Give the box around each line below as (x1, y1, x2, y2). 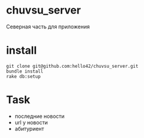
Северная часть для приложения (6, 23, 90, 30)
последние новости (14, 113, 65, 120)
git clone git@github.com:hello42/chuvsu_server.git (6, 63, 139, 69)
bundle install (6, 68, 44, 74)
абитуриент (14, 125, 44, 132)
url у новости (14, 119, 48, 126)
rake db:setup (6, 73, 41, 80)
